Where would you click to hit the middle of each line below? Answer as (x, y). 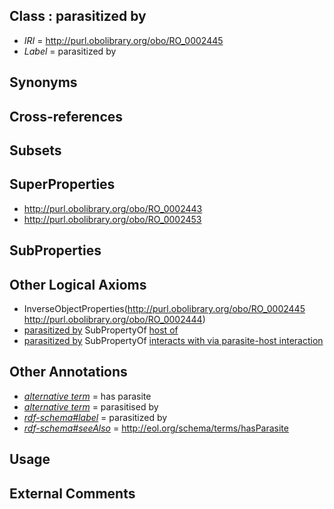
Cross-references (66, 116)
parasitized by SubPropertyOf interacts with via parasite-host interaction (173, 340)
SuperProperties (62, 184)
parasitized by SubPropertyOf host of (101, 330)
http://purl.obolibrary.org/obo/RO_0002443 (113, 208)
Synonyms (43, 82)
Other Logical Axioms (78, 284)
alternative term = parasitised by (91, 406)
